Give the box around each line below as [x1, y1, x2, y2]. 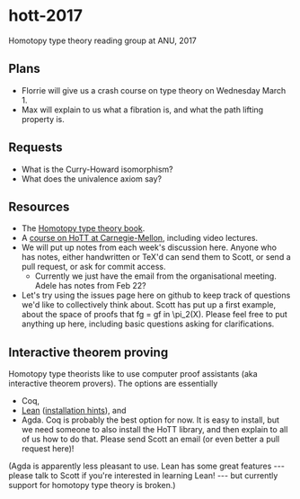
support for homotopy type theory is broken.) [8, 480, 176, 491]
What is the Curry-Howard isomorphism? [21, 164, 173, 174]
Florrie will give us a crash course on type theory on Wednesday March [21, 85, 287, 95]
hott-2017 [8, 5, 83, 26]
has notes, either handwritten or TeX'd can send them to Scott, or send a [21, 252, 291, 263]
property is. [21, 113, 65, 124]
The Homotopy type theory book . [21, 223, 146, 234]
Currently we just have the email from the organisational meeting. [34, 271, 278, 281]
